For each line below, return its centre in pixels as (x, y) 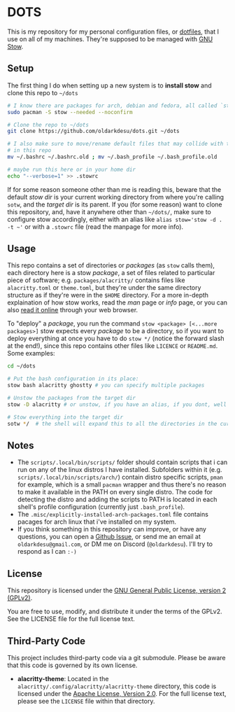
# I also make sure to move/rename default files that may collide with (115, 144)
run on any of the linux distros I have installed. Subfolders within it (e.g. (120, 470)
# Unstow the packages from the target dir (72, 398)
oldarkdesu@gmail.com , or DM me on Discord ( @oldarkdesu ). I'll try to (115, 544)
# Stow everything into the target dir (65, 417)
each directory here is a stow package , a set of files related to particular (111, 273)
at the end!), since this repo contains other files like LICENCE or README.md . (113, 346)
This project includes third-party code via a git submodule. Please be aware (116, 658)
